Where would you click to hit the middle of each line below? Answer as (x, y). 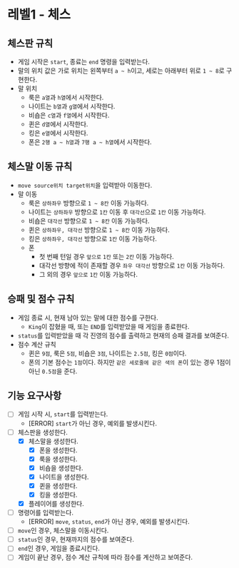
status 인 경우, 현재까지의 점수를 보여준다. (76, 539)
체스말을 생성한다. (53, 441)
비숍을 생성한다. (61, 467)
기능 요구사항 (35, 396)
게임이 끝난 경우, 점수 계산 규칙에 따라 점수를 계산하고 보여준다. (105, 557)
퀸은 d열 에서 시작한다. (58, 124)
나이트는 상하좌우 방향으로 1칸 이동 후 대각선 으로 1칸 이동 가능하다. (117, 212)
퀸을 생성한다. (58, 485)
